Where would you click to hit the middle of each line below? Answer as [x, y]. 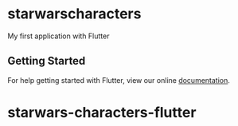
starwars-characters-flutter [102, 112]
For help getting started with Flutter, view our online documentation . [119, 80]
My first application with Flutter [59, 36]
